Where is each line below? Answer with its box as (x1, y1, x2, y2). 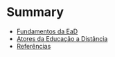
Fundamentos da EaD (16, 27, 78, 35)
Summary (6, 4, 64, 20)
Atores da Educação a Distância (16, 34, 108, 42)
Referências (16, 42, 51, 50)
